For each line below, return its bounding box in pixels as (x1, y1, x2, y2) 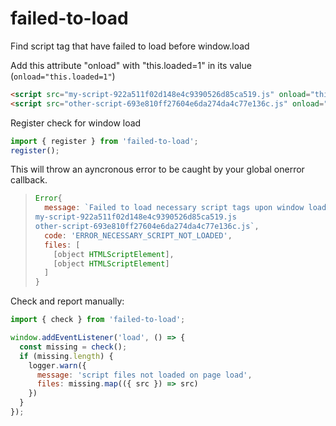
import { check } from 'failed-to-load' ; (10, 315, 186, 325)
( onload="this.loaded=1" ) (10, 70, 116, 82)
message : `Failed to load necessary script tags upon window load (44, 203, 327, 213)
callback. (10, 174, 48, 186)
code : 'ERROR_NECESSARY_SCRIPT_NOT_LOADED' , (44, 230, 233, 241)
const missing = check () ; (19, 342, 128, 352)
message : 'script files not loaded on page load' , (36, 370, 253, 380)
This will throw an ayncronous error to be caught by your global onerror (10, 163, 305, 176)
